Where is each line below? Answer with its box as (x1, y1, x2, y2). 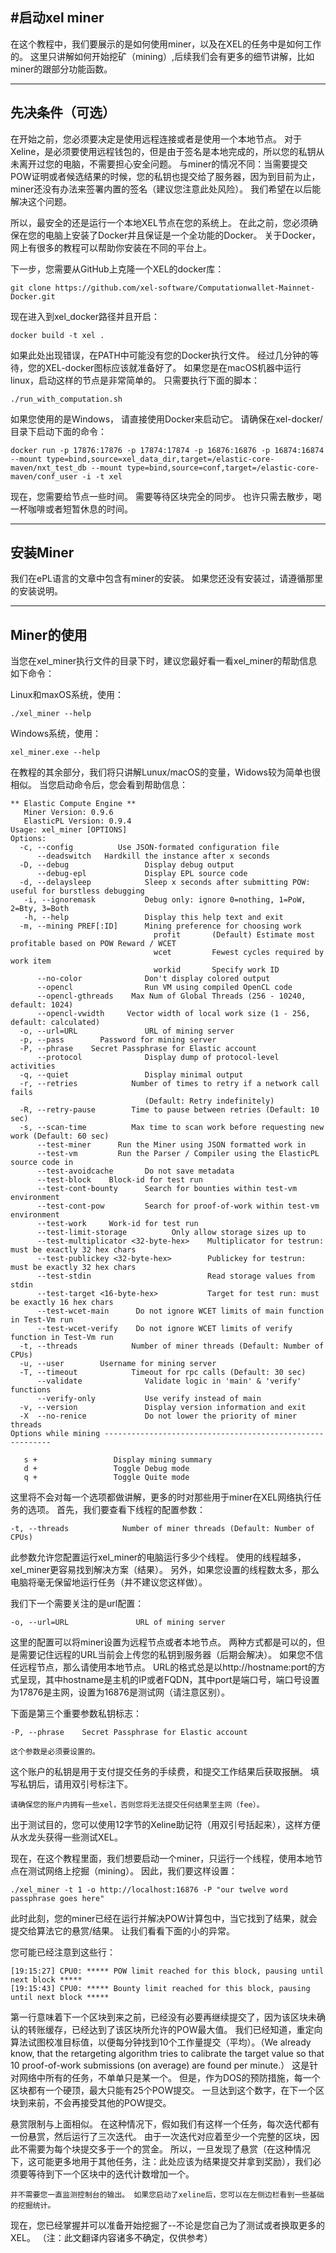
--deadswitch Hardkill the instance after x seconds (36, 851, 271, 862)
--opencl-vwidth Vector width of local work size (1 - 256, (36, 1009, 311, 1019)
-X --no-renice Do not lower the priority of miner (19, 1411, 298, 1422)
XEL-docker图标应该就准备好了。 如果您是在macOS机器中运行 (44, 361, 302, 373)
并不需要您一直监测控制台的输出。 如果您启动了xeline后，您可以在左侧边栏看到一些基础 (10, 2190, 325, 2200)
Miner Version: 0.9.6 (23, 808, 114, 818)
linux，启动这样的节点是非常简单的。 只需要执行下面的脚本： (10, 374, 260, 386)
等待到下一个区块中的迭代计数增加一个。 (27, 2168, 195, 2180)
